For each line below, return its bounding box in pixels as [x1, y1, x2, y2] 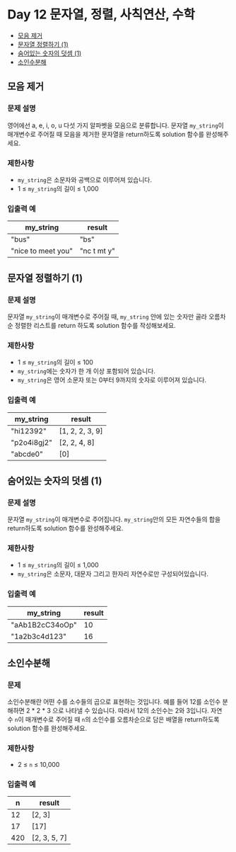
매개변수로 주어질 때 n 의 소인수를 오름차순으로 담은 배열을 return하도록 [25, 715, 220, 724]
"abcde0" [11, 449, 44, 459]
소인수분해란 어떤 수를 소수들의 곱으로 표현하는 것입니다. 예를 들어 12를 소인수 [7, 698, 221, 706]
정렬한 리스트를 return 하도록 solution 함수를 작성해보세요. [14, 321, 177, 329]
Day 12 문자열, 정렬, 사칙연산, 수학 [7, 6, 196, 23]
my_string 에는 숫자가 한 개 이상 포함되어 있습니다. [17, 367, 155, 375]
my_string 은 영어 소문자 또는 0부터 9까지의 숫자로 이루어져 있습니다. [17, 376, 207, 385]
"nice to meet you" [11, 246, 73, 256]
